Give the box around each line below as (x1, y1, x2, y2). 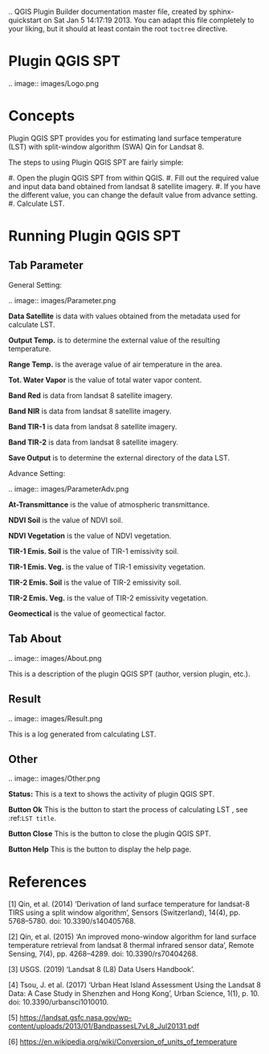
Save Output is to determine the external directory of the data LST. (8, 453, 230, 462)
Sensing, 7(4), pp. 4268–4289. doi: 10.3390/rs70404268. (8, 949, 198, 959)
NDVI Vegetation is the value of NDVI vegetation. (8, 531, 172, 540)
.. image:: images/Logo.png (8, 78, 99, 88)
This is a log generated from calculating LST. (8, 729, 157, 739)
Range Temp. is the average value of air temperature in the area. (8, 359, 222, 369)
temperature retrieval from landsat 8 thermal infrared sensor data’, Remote (8, 941, 255, 950)
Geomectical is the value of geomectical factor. (8, 609, 166, 618)
